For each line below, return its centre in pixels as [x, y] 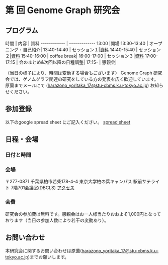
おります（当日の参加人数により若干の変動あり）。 [57, 220]
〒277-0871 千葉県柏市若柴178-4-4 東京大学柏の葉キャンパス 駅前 [74, 182]
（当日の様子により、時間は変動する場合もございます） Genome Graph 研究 [84, 73]
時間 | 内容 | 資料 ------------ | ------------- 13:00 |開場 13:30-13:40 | [77, 43]
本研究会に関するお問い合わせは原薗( [44, 250]
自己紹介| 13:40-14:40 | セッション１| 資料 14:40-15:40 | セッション [92, 50]
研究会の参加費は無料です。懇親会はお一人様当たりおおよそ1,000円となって [83, 214]
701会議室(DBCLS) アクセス [46, 188]
